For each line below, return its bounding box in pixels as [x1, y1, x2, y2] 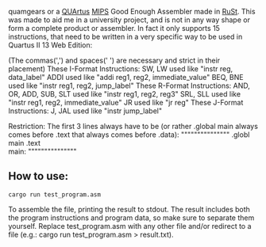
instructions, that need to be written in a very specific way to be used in [8, 32, 243, 41]
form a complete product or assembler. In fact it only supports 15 [8, 24, 221, 32]
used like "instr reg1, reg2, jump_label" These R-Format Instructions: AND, [8, 81, 250, 90]
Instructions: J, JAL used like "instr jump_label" [8, 106, 163, 116]
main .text [8, 139, 41, 147]
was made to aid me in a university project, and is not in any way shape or [8, 15, 250, 25]
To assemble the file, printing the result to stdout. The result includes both [8, 204, 250, 214]
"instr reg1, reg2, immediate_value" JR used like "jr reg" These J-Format [8, 98, 244, 107]
